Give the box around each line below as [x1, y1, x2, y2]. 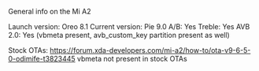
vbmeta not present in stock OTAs [77, 54, 187, 63]
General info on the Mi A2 [8, 7, 91, 16]
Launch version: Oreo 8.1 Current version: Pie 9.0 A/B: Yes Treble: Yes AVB [8, 22, 250, 31]
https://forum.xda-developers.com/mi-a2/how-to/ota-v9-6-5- [50, 46, 251, 54]
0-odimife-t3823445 [8, 54, 76, 63]
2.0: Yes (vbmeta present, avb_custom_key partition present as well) [8, 31, 230, 39]
